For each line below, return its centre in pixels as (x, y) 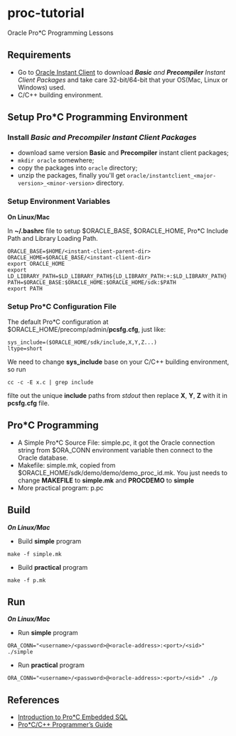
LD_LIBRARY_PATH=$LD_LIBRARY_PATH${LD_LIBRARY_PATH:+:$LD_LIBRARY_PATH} (117, 276)
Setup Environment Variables (59, 202)
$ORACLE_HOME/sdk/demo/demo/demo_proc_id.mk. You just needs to (122, 472)
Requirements (39, 55)
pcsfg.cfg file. (28, 404)
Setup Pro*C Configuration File (62, 306)
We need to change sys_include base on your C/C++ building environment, (118, 362)
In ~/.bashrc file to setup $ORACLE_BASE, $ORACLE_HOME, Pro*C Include (118, 231)
